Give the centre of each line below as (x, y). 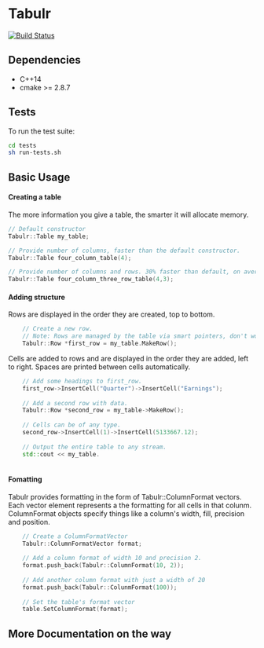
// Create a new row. (57, 329)
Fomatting (25, 479)
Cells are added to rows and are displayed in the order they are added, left (128, 358)
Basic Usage (39, 177)
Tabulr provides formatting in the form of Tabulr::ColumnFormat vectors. (125, 496)
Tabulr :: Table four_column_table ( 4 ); (70, 258)
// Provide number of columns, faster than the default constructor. (125, 251)
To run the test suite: (42, 131)
